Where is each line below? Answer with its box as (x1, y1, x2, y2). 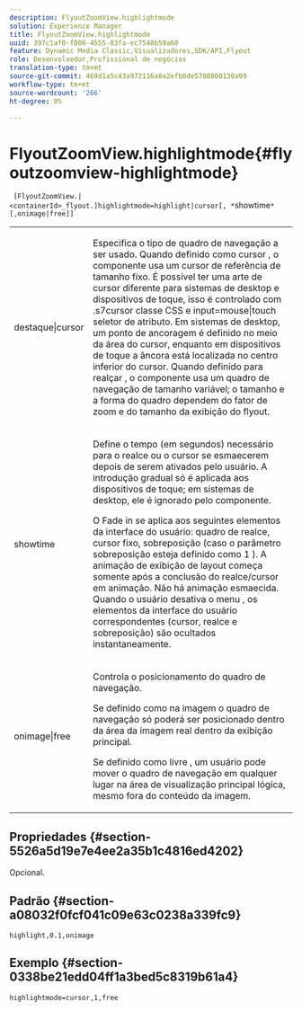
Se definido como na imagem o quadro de (93, 702, 270, 714)
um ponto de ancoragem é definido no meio (93, 327, 278, 340)
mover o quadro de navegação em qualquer (93, 767, 278, 780)
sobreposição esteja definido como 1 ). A (93, 548, 267, 561)
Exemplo (9, 955, 59, 971)
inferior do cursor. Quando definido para (93, 360, 263, 373)
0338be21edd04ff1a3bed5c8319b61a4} (9, 970, 239, 985)
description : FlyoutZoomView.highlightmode (9, 13, 175, 22)
